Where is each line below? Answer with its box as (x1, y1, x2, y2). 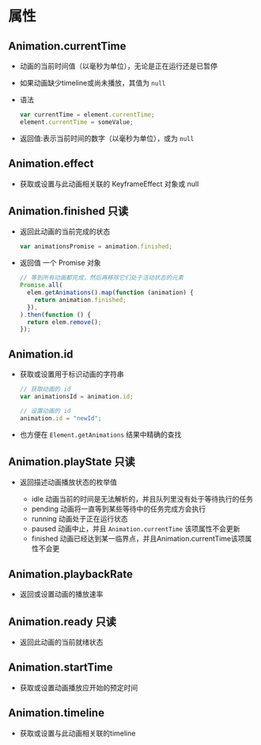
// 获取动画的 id (19, 385, 71, 393)
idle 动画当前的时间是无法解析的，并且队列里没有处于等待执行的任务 (31, 495, 254, 504)
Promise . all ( (19, 281, 63, 289)
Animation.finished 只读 (8, 204, 129, 218)
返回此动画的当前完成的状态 (19, 227, 111, 236)
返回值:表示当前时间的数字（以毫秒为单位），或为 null (19, 133, 195, 143)
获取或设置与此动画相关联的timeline (19, 728, 136, 738)
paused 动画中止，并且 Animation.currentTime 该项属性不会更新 (31, 524, 240, 533)
